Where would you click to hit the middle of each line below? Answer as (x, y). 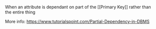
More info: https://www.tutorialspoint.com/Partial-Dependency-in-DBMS (77, 22)
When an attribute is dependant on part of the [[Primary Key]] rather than (78, 7)
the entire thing (20, 12)
